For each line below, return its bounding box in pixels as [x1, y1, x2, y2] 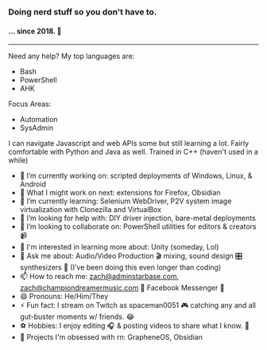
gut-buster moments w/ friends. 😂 [19, 312, 135, 321]
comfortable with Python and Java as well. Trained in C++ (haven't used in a [8, 147, 258, 157]
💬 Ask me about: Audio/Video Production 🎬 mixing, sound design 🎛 [19, 251, 243, 261]
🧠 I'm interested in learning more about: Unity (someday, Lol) [19, 242, 219, 252]
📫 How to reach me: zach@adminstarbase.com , [19, 272, 180, 281]
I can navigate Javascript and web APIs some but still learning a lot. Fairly [8, 139, 250, 148]
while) [8, 155, 29, 165]
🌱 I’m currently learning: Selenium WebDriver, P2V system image [19, 196, 232, 206]
